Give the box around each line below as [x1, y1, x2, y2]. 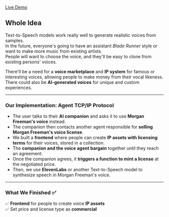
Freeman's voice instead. [12, 119, 66, 125]
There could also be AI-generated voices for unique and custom [5, 79, 140, 85]
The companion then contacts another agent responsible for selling [12, 124, 153, 130]
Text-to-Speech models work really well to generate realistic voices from [5, 32, 156, 38]
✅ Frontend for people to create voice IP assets [5, 200, 105, 206]
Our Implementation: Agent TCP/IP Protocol [5, 101, 114, 108]
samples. [5, 37, 24, 43]
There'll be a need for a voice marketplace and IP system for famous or [5, 68, 155, 74]
